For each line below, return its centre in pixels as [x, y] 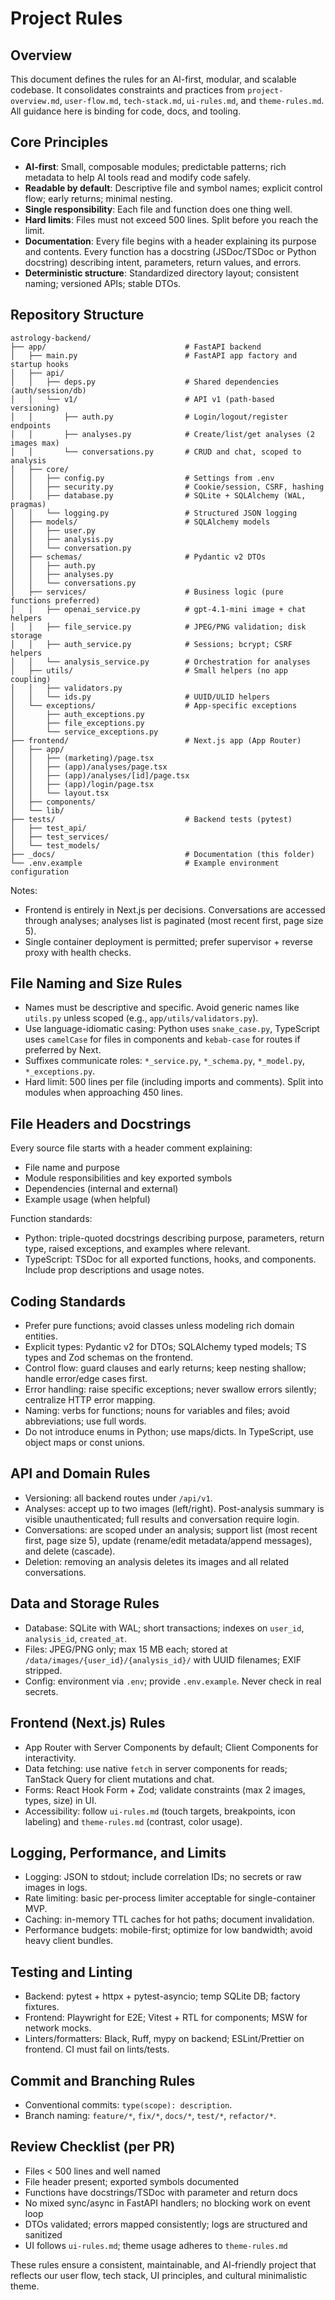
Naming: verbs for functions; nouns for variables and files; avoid [157, 1411]
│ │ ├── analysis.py [62, 539]
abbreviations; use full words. [85, 1421]
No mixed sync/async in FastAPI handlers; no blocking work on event [167, 2203]
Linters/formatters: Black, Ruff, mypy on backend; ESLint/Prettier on [164, 2039]
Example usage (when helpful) [87, 1199]
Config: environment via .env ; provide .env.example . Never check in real [173, 1681]
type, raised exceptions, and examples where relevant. [137, 1249]
